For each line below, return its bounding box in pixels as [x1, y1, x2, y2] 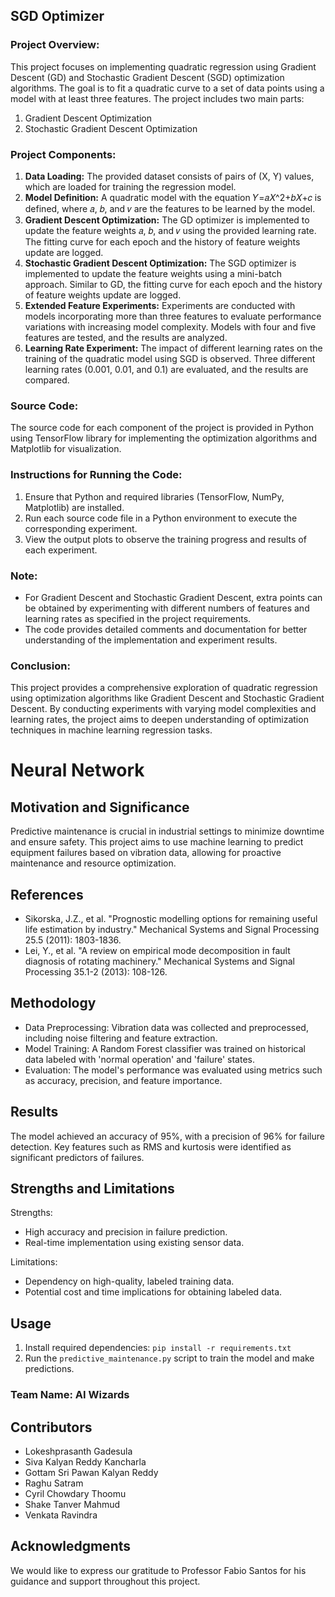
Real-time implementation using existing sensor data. [24, 1237, 245, 1249]
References [10, 886, 84, 903]
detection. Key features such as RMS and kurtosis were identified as [10, 1140, 292, 1153]
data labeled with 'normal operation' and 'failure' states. [24, 1053, 255, 1065]
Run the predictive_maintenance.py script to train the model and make [24, 1352, 315, 1364]
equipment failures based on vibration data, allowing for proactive [10, 847, 282, 859]
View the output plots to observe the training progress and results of [24, 533, 307, 545]
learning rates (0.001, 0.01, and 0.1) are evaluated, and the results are [24, 363, 309, 375]
